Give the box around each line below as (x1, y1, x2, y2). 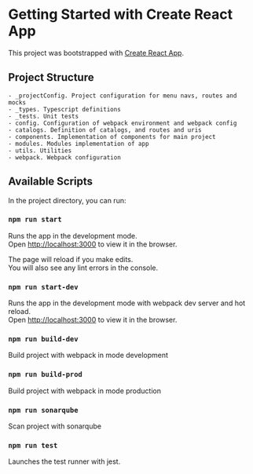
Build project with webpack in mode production (8, 386, 161, 396)
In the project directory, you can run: (8, 195, 126, 205)
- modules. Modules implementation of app (8, 140, 149, 148)
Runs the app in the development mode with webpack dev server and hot (8, 298, 246, 308)
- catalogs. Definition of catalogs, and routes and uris (8, 126, 202, 134)
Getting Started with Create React (8, 5, 233, 24)
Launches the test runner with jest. (8, 457, 121, 466)
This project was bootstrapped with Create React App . (8, 48, 185, 57)
